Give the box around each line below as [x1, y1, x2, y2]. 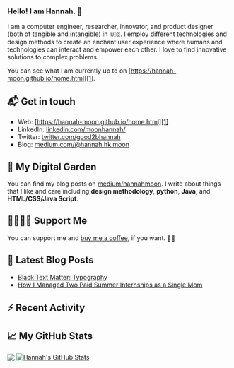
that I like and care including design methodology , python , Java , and [7, 186, 211, 195]
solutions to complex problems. [7, 53, 99, 61]
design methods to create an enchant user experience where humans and [7, 38, 223, 47]
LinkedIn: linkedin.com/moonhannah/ [17, 125, 126, 133]
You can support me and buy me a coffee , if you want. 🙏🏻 [7, 233, 175, 242]
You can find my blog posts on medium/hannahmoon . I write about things [7, 179, 221, 188]
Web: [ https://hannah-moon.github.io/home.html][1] [17, 118, 169, 126]
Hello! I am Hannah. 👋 [7, 6, 83, 16]
